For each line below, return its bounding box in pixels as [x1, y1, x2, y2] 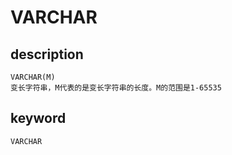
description [10, 46, 84, 63]
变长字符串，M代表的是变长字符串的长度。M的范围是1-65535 [10, 83, 222, 93]
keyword [10, 110, 67, 127]
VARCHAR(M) [10, 72, 56, 82]
